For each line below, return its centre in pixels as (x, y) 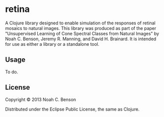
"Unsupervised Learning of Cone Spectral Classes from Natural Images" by (82, 33)
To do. (12, 72)
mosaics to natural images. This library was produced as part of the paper (81, 28)
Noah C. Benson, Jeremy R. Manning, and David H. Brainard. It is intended (81, 39)
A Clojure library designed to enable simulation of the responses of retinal (80, 23)
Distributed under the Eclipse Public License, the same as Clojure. (72, 109)
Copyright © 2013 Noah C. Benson (41, 99)
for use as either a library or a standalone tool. (52, 44)
